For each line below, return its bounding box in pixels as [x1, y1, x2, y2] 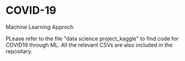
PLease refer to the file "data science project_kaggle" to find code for [5, 35, 179, 42]
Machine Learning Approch [5, 23, 74, 30]
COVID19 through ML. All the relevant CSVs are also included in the [5, 41, 173, 48]
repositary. [5, 47, 33, 54]
